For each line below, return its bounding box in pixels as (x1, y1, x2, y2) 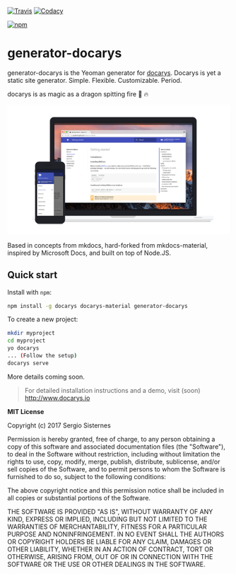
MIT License (7, 407, 45, 415)
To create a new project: (7, 315, 78, 323)
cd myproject (7, 337, 46, 345)
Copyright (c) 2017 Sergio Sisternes (7, 421, 111, 430)
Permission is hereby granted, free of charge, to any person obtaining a (7, 435, 216, 443)
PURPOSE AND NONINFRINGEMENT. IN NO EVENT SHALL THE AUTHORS (7, 529, 225, 538)
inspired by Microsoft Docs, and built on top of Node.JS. (7, 248, 172, 257)
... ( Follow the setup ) (7, 352, 78, 360)
